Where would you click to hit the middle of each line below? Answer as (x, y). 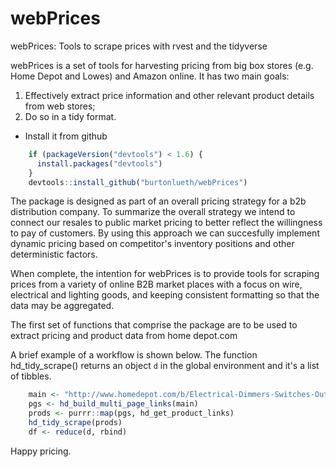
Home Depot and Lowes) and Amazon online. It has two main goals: (150, 76)
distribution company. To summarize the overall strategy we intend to (153, 212)
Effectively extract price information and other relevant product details (169, 95)
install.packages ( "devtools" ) (99, 163)
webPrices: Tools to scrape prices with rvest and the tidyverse (139, 46)
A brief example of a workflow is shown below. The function (134, 355)
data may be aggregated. (62, 306)
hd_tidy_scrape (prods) (75, 423)
